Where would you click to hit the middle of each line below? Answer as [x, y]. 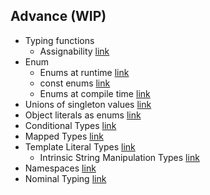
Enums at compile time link [95, 93]
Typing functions [59, 40]
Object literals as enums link [83, 115]
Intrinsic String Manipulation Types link [119, 157]
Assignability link [74, 51]
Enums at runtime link [84, 72]
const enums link [75, 83]
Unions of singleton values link [88, 104]
